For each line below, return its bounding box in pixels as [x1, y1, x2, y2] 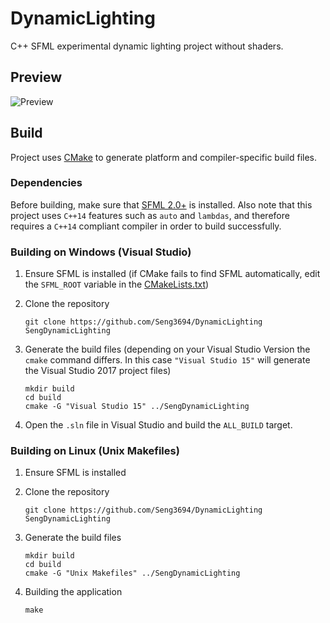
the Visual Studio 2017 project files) [24, 365, 172, 377]
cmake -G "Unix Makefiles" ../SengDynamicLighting [24, 568, 241, 579]
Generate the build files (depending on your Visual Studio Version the [24, 343, 311, 356]
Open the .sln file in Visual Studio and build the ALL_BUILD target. [24, 419, 293, 431]
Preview [10, 69, 63, 86]
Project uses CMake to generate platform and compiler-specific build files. [10, 151, 318, 163]
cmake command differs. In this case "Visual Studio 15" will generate [24, 354, 311, 366]
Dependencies [10, 176, 83, 190]
